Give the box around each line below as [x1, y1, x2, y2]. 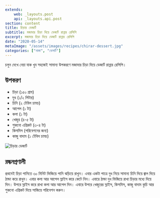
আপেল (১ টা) [12, 106, 32, 112]
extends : [5, 7, 23, 12]
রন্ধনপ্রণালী [5, 157, 26, 166]
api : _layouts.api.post [14, 16, 62, 21]
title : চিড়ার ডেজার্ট [5, 25, 37, 30]
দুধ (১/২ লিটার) [12, 95, 34, 100]
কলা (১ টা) [12, 111, 28, 117]
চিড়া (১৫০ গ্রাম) [12, 89, 34, 95]
